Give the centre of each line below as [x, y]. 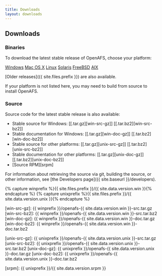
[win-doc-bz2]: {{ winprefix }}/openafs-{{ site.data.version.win [68, 224]
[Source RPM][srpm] [33, 165]
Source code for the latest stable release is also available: [63, 114]
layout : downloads [24, 14]
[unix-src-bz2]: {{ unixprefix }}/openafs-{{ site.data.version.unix [69, 244]
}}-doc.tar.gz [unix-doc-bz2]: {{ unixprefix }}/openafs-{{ [61, 254]
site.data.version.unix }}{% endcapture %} [48, 199]
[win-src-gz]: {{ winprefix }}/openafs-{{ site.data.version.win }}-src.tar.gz [79, 208]
